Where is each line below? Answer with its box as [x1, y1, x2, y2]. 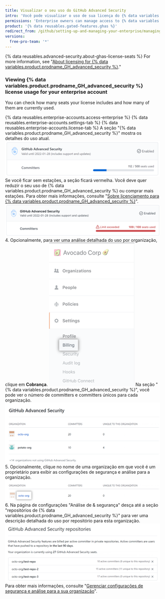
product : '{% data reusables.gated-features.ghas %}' [5, 24, 118, 29]
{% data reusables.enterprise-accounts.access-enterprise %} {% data [5, 114, 148, 120]
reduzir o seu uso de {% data [5, 183, 64, 188]
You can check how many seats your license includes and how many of [5, 100, 150, 106]
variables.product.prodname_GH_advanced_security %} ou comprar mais [5, 188, 154, 194]
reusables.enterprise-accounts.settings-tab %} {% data [5, 120, 118, 126]
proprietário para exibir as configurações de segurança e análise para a [5, 469, 150, 475]
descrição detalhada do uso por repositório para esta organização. [5, 518, 140, 524]
